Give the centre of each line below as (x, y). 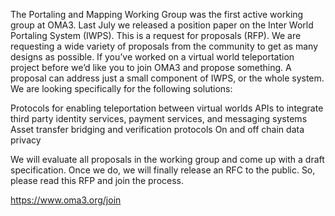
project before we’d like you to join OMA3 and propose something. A (151, 67)
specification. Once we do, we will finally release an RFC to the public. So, (163, 170)
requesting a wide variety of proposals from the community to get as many (164, 46)
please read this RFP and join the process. (97, 180)
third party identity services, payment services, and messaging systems (159, 118)
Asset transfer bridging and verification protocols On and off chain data (157, 129)
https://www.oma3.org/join (66, 200)
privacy (26, 140)
